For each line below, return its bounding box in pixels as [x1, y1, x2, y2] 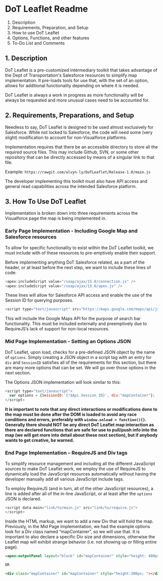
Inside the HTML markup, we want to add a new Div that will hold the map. [5, 518, 154, 524]
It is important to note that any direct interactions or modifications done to [5, 407, 158, 412]
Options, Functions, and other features [12, 35, 90, 41]
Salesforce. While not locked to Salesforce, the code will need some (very [5, 129, 153, 135]
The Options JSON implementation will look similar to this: [5, 379, 121, 385]
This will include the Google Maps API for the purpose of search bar [5, 316, 141, 322]
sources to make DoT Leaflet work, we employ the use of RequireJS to [5, 465, 146, 472]
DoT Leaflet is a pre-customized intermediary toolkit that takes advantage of [5, 67, 158, 73]
